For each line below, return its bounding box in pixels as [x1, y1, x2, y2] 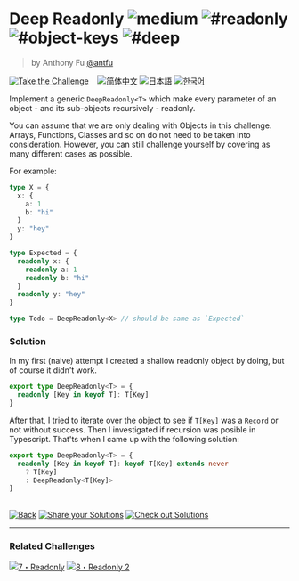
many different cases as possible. [9, 148, 133, 159]
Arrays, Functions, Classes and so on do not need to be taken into [9, 129, 251, 140]
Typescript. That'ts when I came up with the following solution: [9, 433, 240, 444]
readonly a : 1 [25, 265, 77, 274]
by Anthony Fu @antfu [30, 57, 114, 68]
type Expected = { [9, 249, 77, 258]
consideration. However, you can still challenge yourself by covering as [9, 139, 271, 149]
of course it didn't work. [9, 365, 98, 375]
